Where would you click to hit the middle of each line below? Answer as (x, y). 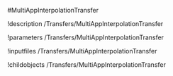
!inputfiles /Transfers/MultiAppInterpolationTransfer (82, 51)
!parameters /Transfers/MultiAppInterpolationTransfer (86, 37)
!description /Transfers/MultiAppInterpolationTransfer (85, 24)
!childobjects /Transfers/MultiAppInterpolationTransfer (87, 65)
